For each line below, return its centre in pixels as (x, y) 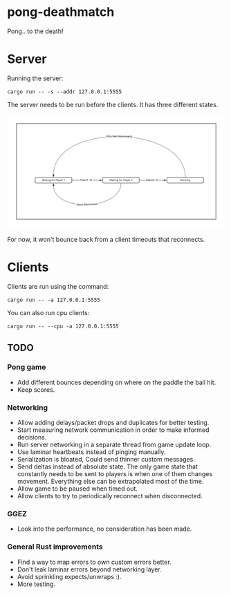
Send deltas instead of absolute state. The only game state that (108, 466)
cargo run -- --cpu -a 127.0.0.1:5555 (63, 327)
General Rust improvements (55, 547)
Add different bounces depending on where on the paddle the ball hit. (117, 382)
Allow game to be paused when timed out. (77, 489)
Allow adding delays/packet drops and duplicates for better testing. (113, 423)
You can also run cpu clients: (48, 313)
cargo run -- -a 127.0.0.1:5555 (54, 300)
